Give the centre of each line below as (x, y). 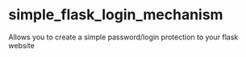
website (21, 45)
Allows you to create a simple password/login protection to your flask (123, 37)
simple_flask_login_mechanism (116, 15)
